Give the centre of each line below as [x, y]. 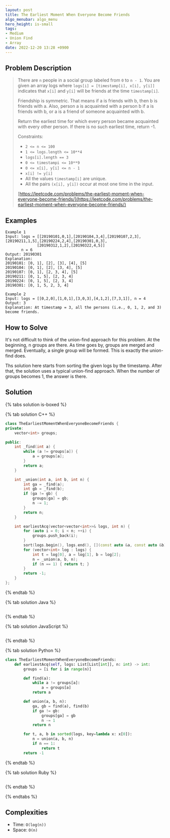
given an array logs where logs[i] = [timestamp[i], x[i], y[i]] [86, 86]
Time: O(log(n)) [29, 825]
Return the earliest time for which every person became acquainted [88, 122]
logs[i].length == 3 [47, 157]
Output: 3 [16, 303]
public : [13, 442]
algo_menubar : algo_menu [31, 19]
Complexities [27, 812]
